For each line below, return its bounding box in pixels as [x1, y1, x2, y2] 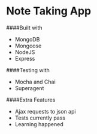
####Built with [6, 24, 43, 31]
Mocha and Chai [14, 78, 56, 85]
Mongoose [14, 42, 42, 49]
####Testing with [6, 66, 50, 73]
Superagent [14, 84, 44, 91]
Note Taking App [6, 4, 92, 18]
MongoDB [14, 35, 40, 43]
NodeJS [14, 48, 35, 55]
